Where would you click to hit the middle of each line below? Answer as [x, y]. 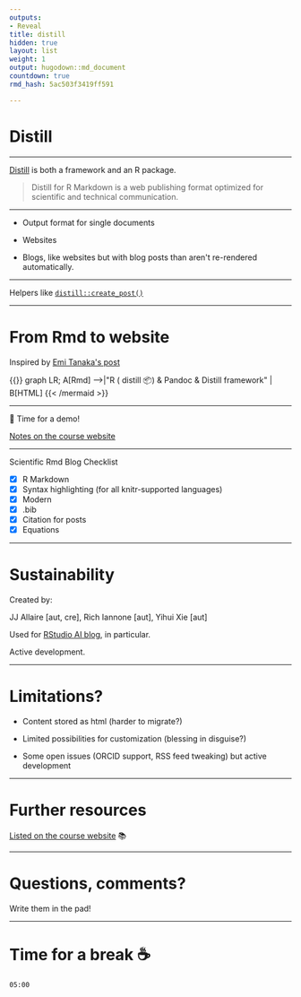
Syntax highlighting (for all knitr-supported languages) [122, 489]
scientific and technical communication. [105, 196]
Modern [37, 499]
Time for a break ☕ [80, 954]
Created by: [31, 599]
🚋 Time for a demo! [45, 419]
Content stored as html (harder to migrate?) [102, 721]
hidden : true [34, 43]
